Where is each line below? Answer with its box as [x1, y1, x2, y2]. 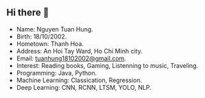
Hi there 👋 [6, 7, 49, 19]
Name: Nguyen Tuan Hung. [16, 25, 93, 33]
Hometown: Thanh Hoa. [16, 39, 84, 48]
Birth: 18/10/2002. [16, 32, 67, 40]
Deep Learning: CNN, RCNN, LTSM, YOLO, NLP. [16, 83, 152, 91]
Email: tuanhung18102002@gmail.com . [16, 54, 126, 62]
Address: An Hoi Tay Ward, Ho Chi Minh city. [16, 47, 143, 55]
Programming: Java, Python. [16, 69, 97, 77]
